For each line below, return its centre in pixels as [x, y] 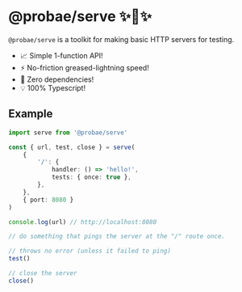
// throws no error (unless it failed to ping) [90, 251]
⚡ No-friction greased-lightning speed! [84, 67]
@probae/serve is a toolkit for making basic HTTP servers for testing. [121, 39]
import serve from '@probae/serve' [68, 133]
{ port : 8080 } [48, 200]
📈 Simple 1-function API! [61, 55]
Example [31, 114]
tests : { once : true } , [91, 177]
